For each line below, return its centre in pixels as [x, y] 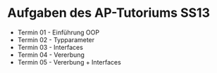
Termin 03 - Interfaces [50, 47]
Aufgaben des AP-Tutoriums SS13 [108, 13]
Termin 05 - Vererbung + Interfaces [69, 62]
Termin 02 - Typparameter [56, 39]
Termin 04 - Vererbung [51, 55]
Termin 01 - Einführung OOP [58, 32]
